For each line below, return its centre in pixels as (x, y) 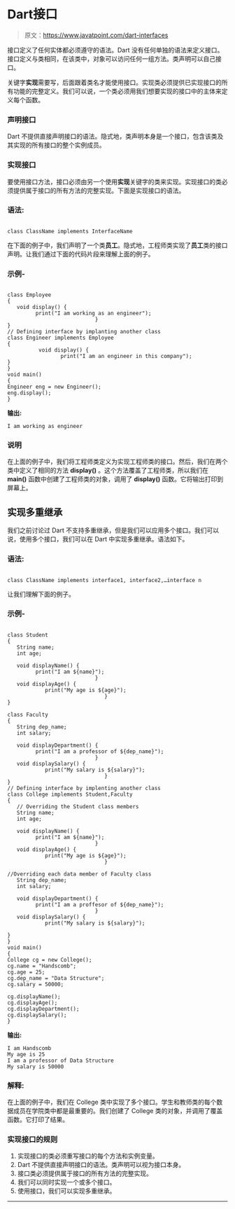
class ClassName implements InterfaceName (70, 231)
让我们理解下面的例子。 (41, 594)
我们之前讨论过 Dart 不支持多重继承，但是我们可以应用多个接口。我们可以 (113, 530)
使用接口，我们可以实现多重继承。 (66, 1191)
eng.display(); (29, 393)
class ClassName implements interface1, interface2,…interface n (104, 580)
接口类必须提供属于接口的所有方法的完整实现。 (85, 1173)
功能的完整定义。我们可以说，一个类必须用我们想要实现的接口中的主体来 (117, 91)
